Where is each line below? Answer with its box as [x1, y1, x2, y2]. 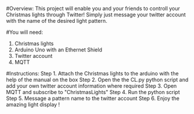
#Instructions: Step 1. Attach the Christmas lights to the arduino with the [6, 70, 179, 77]
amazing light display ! [6, 101, 60, 108]
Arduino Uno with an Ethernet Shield [14, 46, 102, 53]
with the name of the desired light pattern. [6, 18, 108, 24]
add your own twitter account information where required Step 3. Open [6, 82, 177, 89]
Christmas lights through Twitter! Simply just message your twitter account [6, 11, 186, 18]
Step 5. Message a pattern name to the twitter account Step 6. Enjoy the [6, 95, 180, 102]
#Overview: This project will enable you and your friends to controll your [6, 5, 180, 12]
